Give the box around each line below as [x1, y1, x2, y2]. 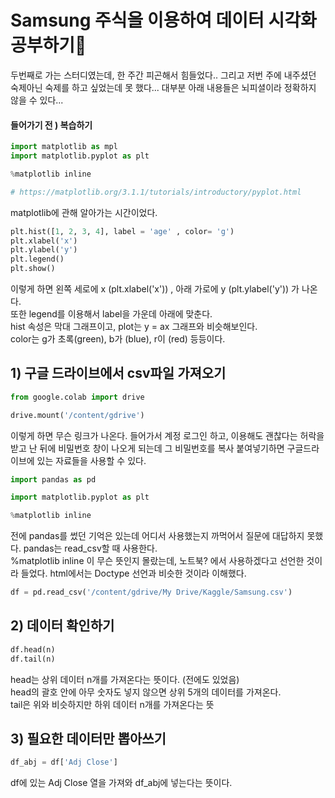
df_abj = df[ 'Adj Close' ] [10, 757, 118, 768]
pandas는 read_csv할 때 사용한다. [23, 542, 158, 555]
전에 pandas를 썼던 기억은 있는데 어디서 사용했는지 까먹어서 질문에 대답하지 [10, 530, 305, 542]
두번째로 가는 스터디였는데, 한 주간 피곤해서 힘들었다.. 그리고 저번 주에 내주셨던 [10, 69, 317, 81]
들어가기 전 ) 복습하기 [10, 119, 93, 131]
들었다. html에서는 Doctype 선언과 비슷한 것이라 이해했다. [20, 567, 247, 580]
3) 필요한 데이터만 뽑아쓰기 [10, 731, 167, 748]
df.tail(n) [10, 654, 56, 664]
